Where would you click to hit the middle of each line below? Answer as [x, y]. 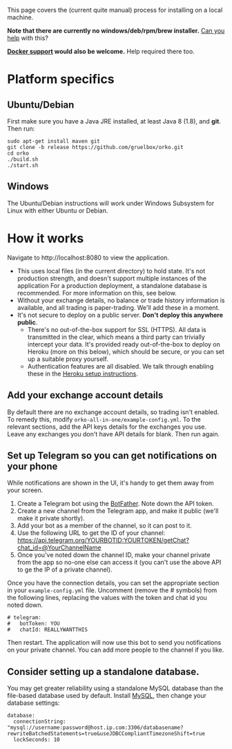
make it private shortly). [51, 518]
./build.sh [23, 159]
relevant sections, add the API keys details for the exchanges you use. [107, 427]
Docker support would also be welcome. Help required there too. [101, 51]
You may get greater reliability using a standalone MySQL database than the [115, 688]
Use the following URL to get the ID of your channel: [91, 533]
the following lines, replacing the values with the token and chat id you [107, 598]
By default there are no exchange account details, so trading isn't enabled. [113, 412]
